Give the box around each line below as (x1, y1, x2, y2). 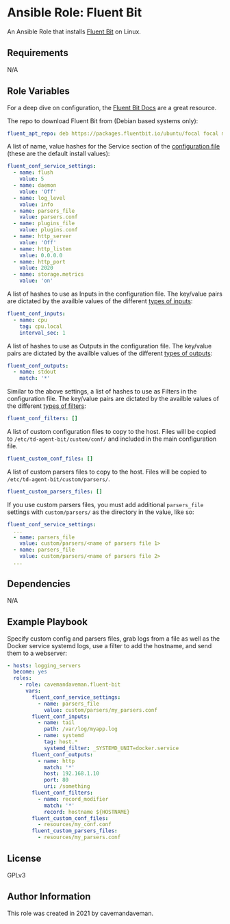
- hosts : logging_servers (7, 662, 81, 669)
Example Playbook (7, 616, 88, 628)
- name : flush (13, 169, 53, 176)
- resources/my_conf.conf (37, 821, 112, 828)
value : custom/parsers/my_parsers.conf (43, 706, 157, 713)
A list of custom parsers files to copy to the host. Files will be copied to (7, 467, 207, 476)
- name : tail (37, 719, 75, 726)
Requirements (7, 47, 68, 59)
